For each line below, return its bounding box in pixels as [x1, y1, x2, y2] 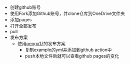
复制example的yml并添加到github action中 [24, 47, 112, 53]
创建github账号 [9, 4, 41, 10]
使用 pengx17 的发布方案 [17, 41, 66, 46]
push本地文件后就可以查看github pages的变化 [24, 53, 119, 59]
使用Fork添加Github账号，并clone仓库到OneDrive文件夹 [9, 10, 125, 16]
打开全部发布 [9, 23, 36, 29]
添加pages [9, 17, 32, 22]
